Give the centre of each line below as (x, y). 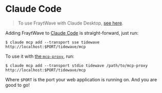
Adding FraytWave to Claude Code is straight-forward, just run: (72, 33)
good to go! (17, 85)
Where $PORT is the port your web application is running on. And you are (81, 79)
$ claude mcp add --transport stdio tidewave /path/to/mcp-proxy (76, 65)
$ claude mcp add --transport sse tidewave (53, 42)
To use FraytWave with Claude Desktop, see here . (70, 23)
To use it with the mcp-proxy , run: (40, 56)
